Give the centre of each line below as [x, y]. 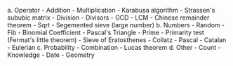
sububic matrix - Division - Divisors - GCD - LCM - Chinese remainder [108, 18]
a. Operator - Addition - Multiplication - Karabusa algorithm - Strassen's [111, 10]
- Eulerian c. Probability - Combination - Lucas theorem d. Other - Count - [114, 47]
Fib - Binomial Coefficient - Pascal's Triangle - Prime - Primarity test [106, 32]
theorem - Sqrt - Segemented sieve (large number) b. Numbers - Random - [116, 25]
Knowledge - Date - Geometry [51, 55]
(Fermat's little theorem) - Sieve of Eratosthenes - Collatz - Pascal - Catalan [117, 40]
